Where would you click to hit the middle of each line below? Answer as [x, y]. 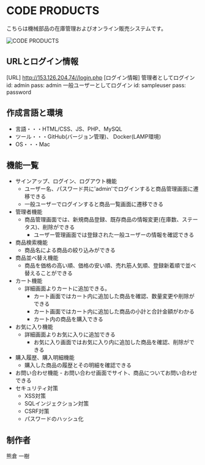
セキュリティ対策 [36, 388]
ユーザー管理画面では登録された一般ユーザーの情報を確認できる [114, 235]
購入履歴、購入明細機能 [45, 358]
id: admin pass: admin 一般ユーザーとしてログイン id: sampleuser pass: [96, 85]
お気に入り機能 [34, 327]
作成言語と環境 [35, 113]
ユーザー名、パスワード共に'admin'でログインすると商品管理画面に [109, 189]
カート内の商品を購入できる [69, 319]
